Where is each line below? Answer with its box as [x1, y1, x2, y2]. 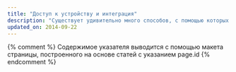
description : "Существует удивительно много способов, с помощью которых [7, 17, 230, 24]
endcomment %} [7, 58, 57, 66]
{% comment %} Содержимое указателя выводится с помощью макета [7, 43, 224, 52]
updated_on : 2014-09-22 [7, 23, 78, 30]
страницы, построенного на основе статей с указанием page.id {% [7, 50, 211, 59]
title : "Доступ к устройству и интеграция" [7, 10, 138, 18]
